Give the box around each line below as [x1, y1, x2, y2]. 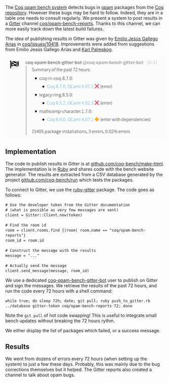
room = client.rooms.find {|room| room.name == [5, 228, 108, 233]
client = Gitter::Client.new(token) [5, 213, 82, 218]
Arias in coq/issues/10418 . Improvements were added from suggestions [5, 41, 155, 47]
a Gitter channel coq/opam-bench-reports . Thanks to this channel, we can [5, 20, 160, 26]
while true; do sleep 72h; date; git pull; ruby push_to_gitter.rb [5, 298, 151, 303]
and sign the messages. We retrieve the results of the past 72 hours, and [5, 283, 157, 289]
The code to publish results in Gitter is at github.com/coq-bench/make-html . [5, 161, 164, 167]
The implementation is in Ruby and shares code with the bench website [5, 166, 154, 172]
